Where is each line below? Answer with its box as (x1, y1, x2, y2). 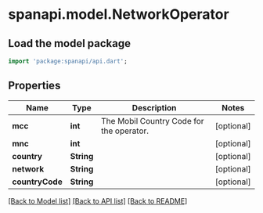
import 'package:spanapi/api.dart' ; (8, 57, 128, 65)
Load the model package (8, 37, 131, 50)
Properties (8, 79, 61, 92)
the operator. (101, 125, 150, 136)
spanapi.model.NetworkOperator (8, 5, 229, 23)
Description (131, 102, 177, 113)
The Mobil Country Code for (101, 115, 205, 126)
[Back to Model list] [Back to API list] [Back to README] (8, 196, 188, 205)
